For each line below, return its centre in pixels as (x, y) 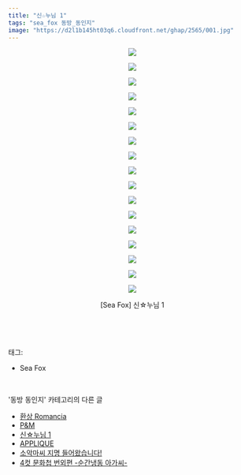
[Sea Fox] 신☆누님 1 (132, 305)
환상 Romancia (43, 417)
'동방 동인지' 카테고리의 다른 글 (56, 400)
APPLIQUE (37, 443)
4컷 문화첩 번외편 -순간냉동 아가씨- (73, 463)
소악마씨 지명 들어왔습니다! (61, 453)
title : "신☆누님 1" (37, 15)
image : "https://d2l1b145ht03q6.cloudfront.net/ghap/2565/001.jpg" (121, 30)
